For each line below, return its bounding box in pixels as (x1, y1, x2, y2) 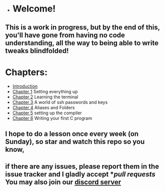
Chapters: (5, 66, 48, 78)
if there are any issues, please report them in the (5, 162, 159, 171)
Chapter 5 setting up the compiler (12, 110, 82, 116)
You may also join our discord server (5, 178, 121, 186)
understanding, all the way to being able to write (5, 39, 159, 47)
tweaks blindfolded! (5, 46, 69, 55)
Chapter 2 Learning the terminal (12, 94, 78, 100)
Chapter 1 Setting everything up (12, 88, 78, 94)
